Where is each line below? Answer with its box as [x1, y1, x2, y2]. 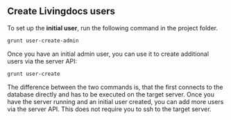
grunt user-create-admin [7, 37, 79, 44]
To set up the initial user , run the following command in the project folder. [7, 23, 219, 32]
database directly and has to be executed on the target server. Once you [7, 90, 215, 99]
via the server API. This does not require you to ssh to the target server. [7, 105, 212, 113]
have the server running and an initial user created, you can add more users [7, 97, 224, 106]
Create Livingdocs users [7, 6, 116, 17]
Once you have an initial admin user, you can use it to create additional [7, 50, 209, 58]
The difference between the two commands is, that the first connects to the [7, 83, 223, 91]
